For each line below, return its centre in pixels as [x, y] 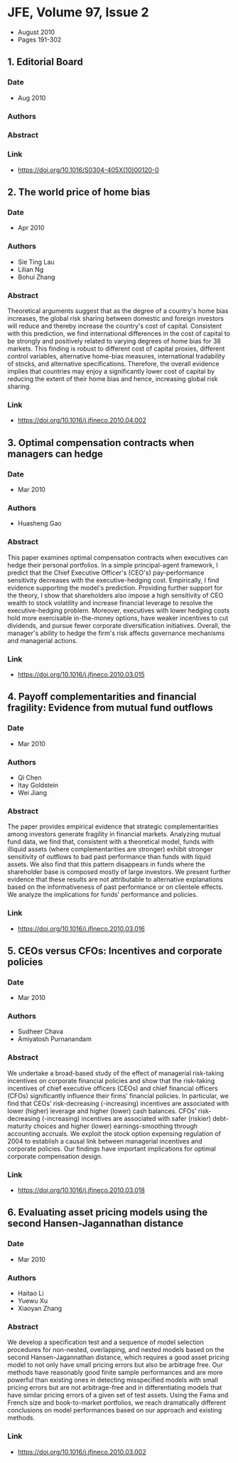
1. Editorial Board [45, 62]
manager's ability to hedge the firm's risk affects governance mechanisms [116, 633]
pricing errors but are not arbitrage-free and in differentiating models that [115, 1388]
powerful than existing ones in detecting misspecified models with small [113, 1380]
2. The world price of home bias [79, 192]
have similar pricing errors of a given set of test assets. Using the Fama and [118, 1395]
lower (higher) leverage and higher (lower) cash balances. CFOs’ [102, 1111]
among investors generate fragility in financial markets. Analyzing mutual [114, 834]
